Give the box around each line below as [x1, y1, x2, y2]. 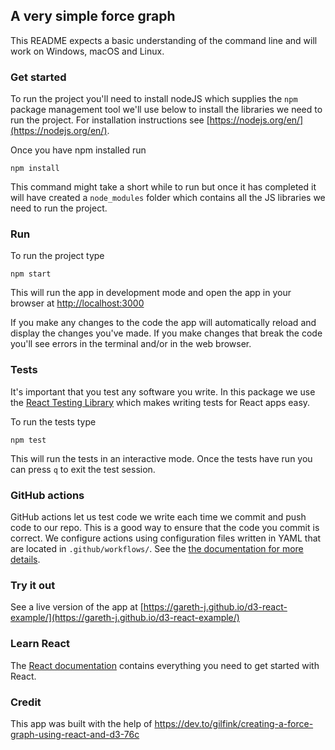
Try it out [10, 578, 56, 592]
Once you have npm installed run [10, 144, 147, 156]
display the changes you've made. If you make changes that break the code [10, 327, 323, 339]
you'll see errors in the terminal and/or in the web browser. [10, 338, 252, 350]
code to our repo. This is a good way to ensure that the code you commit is [10, 522, 320, 533]
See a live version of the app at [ [10, 601, 144, 613]
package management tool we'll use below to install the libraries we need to [10, 104, 323, 116]
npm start [10, 269, 52, 279]
